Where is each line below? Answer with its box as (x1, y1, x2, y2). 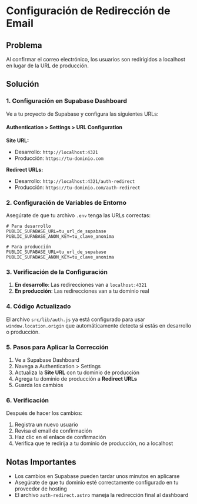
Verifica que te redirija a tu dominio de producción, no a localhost (14, 440, 173, 447)
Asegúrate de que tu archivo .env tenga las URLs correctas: (6, 212, 151, 219)
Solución (6, 79, 39, 89)
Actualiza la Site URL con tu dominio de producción (14, 369, 140, 376)
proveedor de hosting (14, 485, 68, 492)
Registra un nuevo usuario (14, 421, 78, 428)
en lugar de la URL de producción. (6, 62, 89, 69)
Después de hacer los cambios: (6, 410, 83, 417)
